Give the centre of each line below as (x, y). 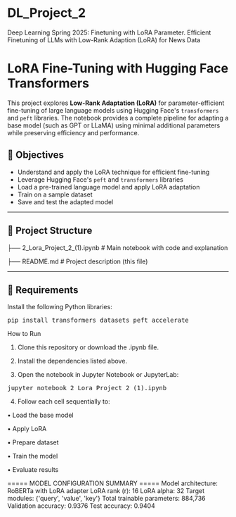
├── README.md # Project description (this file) (78, 261)
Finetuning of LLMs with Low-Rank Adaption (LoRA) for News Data (104, 39)
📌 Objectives (36, 155)
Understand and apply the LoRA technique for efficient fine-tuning (113, 172)
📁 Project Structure (50, 231)
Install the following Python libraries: (60, 307)
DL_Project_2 (47, 13)
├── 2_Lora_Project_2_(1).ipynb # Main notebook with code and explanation (118, 247)
